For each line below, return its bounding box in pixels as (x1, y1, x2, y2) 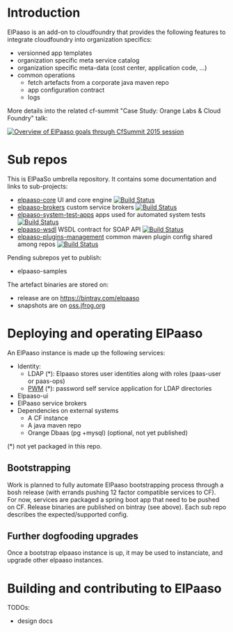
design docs (17, 617, 54, 625)
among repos (17, 240, 56, 248)
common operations (17, 71, 75, 79)
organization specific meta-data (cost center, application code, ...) (17, 63, 207, 72)
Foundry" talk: (7, 113, 48, 122)
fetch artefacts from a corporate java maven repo (27, 78, 169, 86)
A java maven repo (27, 421, 81, 429)
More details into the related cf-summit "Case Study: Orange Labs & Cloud (7, 106, 221, 115)
